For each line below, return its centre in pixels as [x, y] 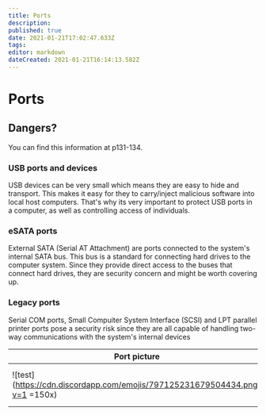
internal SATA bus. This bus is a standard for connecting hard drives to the [129, 257]
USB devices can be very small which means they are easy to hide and [123, 185]
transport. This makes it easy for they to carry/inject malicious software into [131, 194]
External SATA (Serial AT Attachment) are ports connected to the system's [129, 248]
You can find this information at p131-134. [76, 147]
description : [30, 23]
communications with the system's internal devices [107, 336]
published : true [35, 30]
